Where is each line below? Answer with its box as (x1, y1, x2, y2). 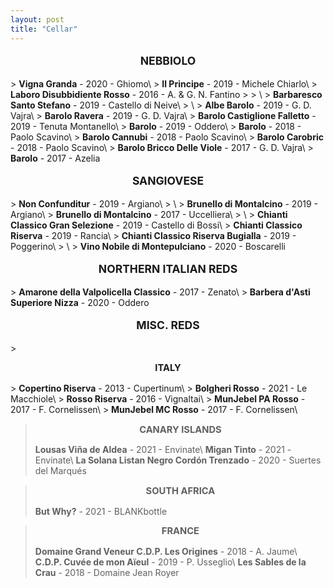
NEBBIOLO (139, 54, 197, 68)
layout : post (10, 14, 65, 25)
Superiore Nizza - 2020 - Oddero (10, 296, 150, 308)
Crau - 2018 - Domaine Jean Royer (34, 567, 180, 579)
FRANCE (161, 525, 200, 538)
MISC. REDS (136, 318, 200, 333)
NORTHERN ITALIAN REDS (98, 262, 238, 276)
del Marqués (34, 465, 87, 477)
